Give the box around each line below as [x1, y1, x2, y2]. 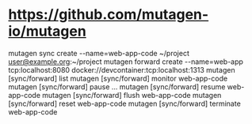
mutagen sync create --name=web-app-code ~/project [8, 48, 190, 58]
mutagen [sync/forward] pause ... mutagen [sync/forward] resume [8, 81, 226, 92]
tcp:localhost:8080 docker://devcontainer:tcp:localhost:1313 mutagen [8, 65, 235, 74]
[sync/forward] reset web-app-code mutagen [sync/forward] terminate [8, 99, 242, 108]
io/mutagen [8, 22, 87, 40]
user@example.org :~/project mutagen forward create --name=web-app [8, 57, 244, 66]
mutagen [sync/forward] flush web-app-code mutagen [42, 90, 222, 100]
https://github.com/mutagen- [8, 6, 209, 24]
